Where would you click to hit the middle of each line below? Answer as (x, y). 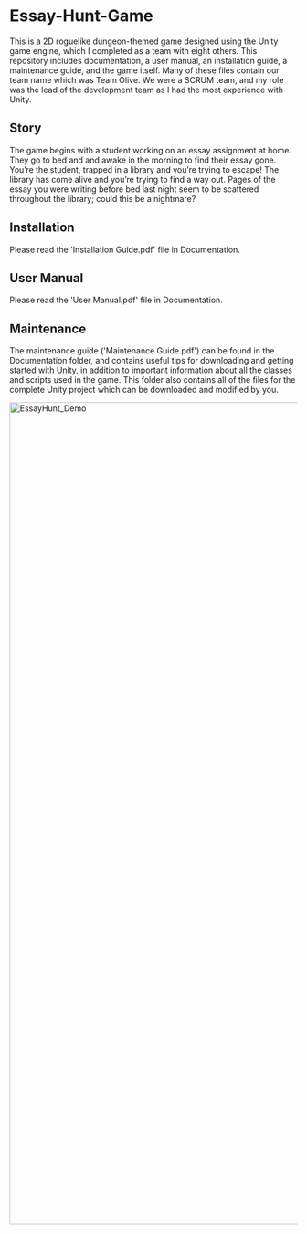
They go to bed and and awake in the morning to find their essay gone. (143, 160)
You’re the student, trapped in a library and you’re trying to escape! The (144, 169)
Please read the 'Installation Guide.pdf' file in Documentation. (125, 249)
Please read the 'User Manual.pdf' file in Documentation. (116, 300)
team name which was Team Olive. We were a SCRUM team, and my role (147, 79)
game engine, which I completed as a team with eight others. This (133, 50)
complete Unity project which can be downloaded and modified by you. (144, 390)
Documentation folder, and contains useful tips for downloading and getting (152, 361)
